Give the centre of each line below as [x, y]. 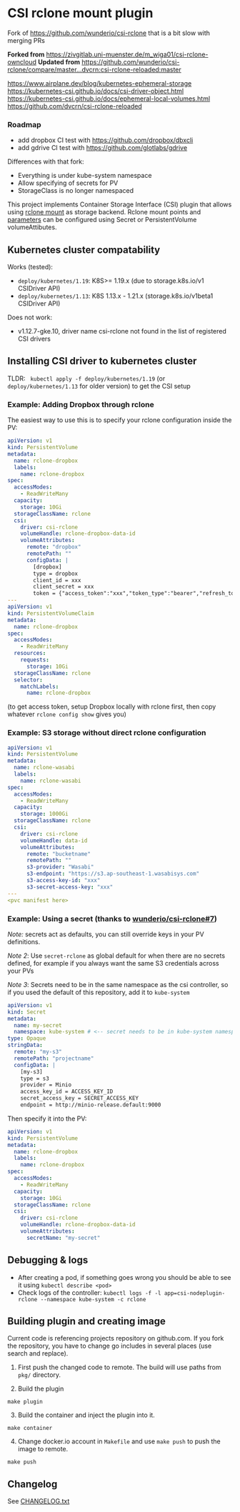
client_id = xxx [57, 580]
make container [30, 1428]
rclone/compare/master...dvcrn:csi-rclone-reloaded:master [95, 69]
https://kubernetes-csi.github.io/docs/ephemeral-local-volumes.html [109, 99]
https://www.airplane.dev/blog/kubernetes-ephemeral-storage [100, 83]
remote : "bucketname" [59, 854]
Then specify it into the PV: [47, 1118]
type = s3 [35, 1078]
